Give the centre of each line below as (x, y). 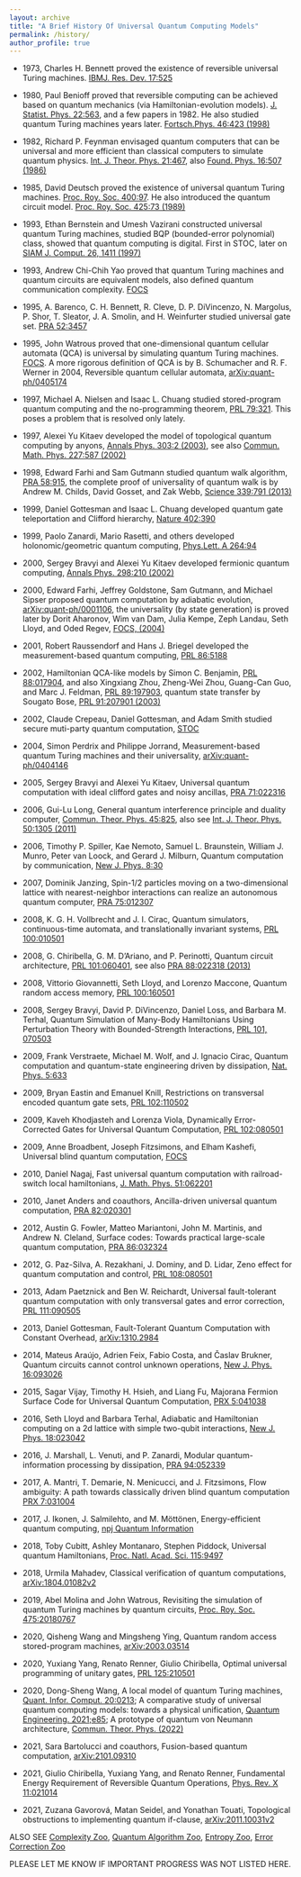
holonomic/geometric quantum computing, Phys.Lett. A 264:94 (139, 546)
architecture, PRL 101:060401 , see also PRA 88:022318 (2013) (137, 966)
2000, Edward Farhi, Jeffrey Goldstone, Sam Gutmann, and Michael (147, 590)
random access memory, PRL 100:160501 (98, 993)
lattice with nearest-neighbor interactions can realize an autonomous (150, 893)
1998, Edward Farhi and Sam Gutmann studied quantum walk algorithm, (155, 473)
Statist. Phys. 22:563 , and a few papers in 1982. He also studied (140, 114)
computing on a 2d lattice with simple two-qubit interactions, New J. (149, 1428)
